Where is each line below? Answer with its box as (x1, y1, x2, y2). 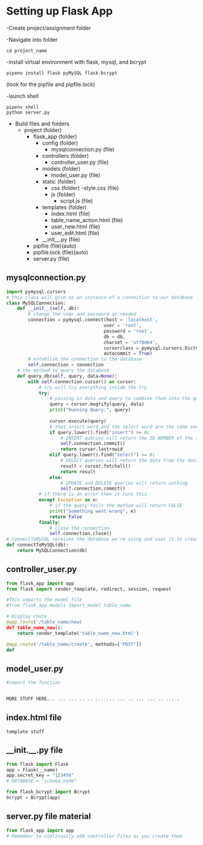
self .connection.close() (49, 531, 112, 537)
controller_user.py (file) (51, 159, 109, 166)
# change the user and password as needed (28, 311, 137, 317)
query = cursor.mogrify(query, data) (49, 401, 145, 407)
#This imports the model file (6, 597, 83, 603)
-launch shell (6, 92, 39, 99)
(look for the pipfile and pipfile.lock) (6, 81, 95, 88)
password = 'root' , (103, 328, 153, 334)
